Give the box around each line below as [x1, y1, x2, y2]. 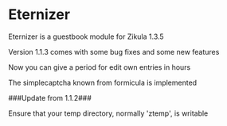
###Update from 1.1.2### [8, 93, 92, 102]
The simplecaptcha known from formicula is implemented [8, 78, 198, 87]
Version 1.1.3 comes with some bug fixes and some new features [8, 47, 220, 56]
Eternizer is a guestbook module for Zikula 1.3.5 [8, 32, 165, 41]
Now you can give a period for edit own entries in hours [8, 62, 191, 72]
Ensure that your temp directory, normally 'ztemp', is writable [8, 109, 209, 118]
